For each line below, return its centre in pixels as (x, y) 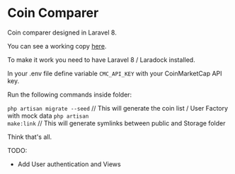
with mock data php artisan (48, 116)
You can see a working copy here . (57, 46)
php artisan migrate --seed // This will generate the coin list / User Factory (118, 108)
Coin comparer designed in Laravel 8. (62, 32)
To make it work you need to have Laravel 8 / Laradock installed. (102, 60)
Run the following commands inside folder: (70, 94)
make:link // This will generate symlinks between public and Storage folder (116, 123)
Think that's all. (30, 137)
